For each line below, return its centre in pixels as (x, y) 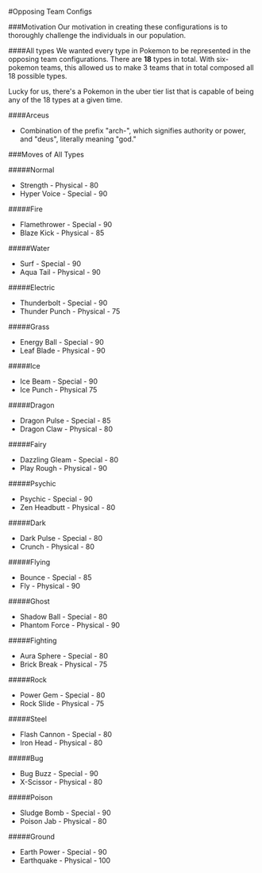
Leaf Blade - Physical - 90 (62, 350)
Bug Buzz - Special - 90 (59, 773)
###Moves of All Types (46, 155)
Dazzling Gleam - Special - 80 (69, 460)
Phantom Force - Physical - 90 (70, 625)
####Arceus (29, 115)
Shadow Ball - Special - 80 (64, 616)
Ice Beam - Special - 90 (58, 381)
